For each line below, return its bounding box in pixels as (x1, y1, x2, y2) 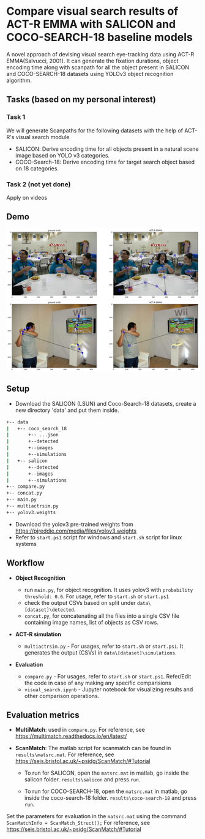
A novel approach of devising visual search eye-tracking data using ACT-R (6, 50, 195, 58)
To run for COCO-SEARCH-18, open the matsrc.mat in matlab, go (24, 788, 188, 795)
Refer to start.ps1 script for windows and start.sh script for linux (15, 533, 182, 541)
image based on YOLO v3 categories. (15, 151, 110, 159)
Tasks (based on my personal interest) (6, 94, 156, 105)
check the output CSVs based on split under (24, 599, 136, 606)
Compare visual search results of (6, 4, 179, 18)
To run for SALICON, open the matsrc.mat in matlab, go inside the (24, 769, 189, 776)
